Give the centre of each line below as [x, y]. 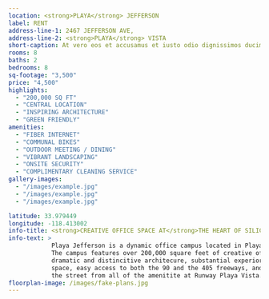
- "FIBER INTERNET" [48, 134]
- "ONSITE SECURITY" [50, 165]
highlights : [28, 90]
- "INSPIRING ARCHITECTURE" [62, 113]
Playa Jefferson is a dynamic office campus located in [146, 246]
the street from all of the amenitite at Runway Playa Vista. [157, 275]
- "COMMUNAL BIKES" [48, 142]
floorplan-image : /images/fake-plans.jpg [78, 283]
